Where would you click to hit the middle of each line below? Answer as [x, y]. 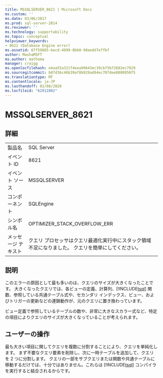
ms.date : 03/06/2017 [26, 18]
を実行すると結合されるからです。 [39, 371]
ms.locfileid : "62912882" [31, 91]
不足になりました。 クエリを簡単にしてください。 [85, 248]
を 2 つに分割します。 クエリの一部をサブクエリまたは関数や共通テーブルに [80, 359]
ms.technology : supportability [37, 32]
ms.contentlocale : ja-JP [30, 81]
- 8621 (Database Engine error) [38, 46]
